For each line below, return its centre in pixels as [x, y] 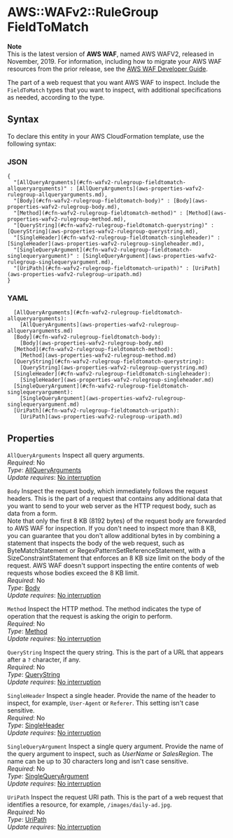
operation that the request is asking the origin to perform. [90, 617]
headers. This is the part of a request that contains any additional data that [115, 499]
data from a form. [33, 514]
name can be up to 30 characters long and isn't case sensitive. [98, 762]
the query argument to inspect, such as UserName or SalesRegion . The [110, 754]
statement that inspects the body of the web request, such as [96, 543]
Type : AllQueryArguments [44, 470]
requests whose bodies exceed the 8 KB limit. [73, 573]
